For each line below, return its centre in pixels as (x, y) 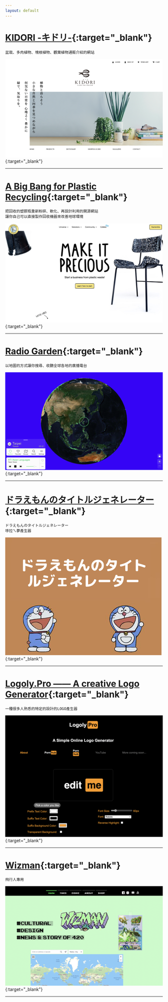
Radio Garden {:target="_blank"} (74, 351)
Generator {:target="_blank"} (67, 694)
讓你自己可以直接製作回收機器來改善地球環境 (44, 217)
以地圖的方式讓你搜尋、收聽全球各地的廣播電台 (46, 366)
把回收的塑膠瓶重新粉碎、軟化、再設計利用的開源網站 (52, 211)
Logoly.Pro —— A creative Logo (72, 684)
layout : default (22, 11)
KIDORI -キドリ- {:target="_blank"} (79, 37)
